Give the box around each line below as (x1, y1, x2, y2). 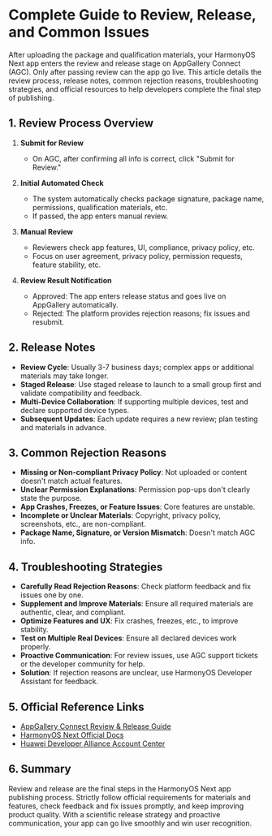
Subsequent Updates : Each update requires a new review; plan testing (19, 414, 258, 424)
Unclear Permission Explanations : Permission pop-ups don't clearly (19, 485, 250, 494)
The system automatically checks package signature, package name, (32, 193, 265, 204)
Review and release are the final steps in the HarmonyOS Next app (8, 783, 231, 793)
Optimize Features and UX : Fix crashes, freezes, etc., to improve (19, 616, 239, 626)
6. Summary (8, 762, 71, 776)
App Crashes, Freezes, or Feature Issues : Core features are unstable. (19, 502, 256, 512)
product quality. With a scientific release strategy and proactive (8, 809, 221, 819)
